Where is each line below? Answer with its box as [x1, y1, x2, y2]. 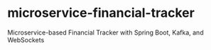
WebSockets [7, 35, 45, 44]
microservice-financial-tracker [7, 5, 195, 21]
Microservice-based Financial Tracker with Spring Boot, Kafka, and [7, 28, 204, 37]
